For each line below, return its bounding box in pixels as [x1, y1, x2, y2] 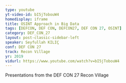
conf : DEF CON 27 [5, 44, 41, 49]
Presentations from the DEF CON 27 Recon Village [5, 72, 109, 78]
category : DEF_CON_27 [5, 30, 50, 35]
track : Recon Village [5, 49, 50, 54]
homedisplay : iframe [5, 16, 48, 21]
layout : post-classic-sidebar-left [5, 35, 79, 40]
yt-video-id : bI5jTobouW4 [5, 12, 59, 17]
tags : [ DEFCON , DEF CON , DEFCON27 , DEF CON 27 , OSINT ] [5, 26, 122, 31]
